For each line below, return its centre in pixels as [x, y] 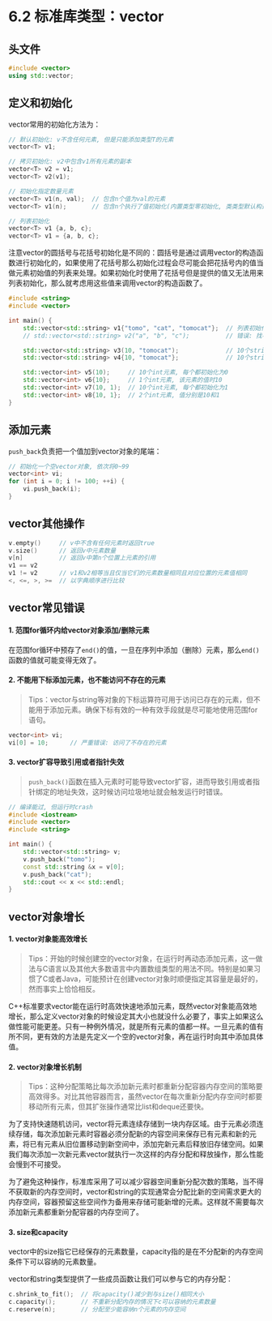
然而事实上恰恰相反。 [64, 989]
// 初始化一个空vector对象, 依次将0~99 [69, 466]
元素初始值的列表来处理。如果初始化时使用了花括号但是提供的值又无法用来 [139, 273]
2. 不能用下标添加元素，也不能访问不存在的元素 [87, 680]
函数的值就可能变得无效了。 [55, 660]
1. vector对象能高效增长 [48, 939]
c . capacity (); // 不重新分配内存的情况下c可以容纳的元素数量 [112, 1302]
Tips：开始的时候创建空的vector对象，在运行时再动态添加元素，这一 [142, 959]
